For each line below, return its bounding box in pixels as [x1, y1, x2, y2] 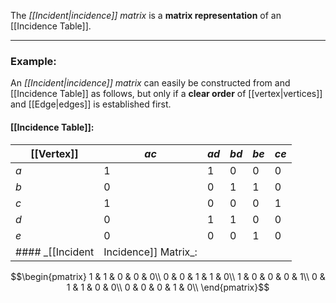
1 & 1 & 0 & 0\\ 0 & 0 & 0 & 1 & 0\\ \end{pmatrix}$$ [66, 281, 270, 293]
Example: [10, 54, 57, 68]
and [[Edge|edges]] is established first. [10, 98, 172, 110]
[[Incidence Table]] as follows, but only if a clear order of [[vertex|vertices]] [10, 88, 323, 100]
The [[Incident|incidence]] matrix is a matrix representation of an [10, 10, 282, 21]
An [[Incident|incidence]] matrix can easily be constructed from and [10, 77, 291, 89]
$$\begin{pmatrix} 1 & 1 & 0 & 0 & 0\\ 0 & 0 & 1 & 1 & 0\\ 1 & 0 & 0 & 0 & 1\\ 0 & [10, 270, 326, 282]
